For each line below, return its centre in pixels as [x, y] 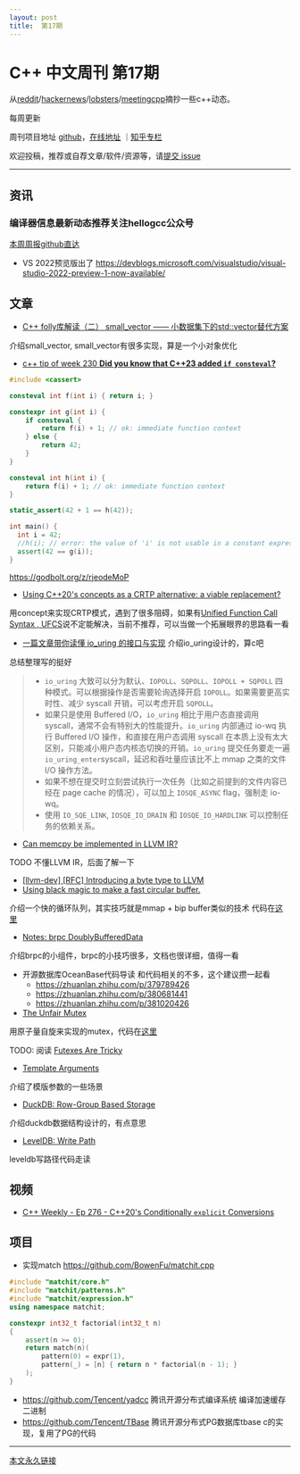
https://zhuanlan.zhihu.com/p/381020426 [112, 1003]
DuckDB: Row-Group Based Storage [89, 1104]
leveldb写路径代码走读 [50, 1159]
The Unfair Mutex [54, 1012]
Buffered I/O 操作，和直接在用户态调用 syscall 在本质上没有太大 [171, 737]
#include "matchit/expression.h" [71, 1299]
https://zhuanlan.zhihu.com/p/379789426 [112, 984]
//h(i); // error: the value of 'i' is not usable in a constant [142, 544]
